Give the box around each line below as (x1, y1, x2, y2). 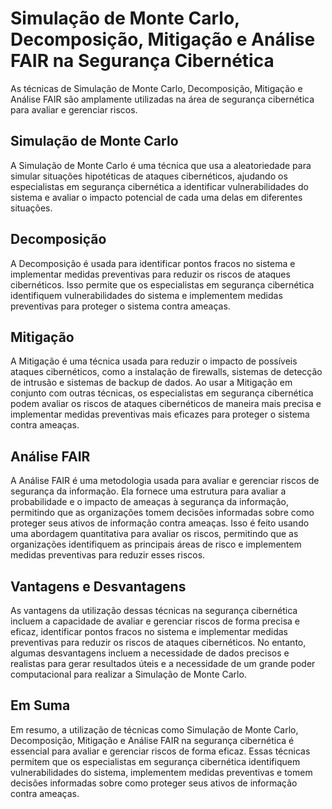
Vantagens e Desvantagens (10, 578, 187, 595)
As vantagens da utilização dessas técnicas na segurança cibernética (10, 605, 298, 616)
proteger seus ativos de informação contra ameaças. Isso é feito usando (10, 517, 310, 529)
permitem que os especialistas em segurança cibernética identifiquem (10, 755, 301, 767)
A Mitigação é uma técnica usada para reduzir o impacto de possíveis (10, 355, 298, 367)
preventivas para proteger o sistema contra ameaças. (10, 300, 231, 312)
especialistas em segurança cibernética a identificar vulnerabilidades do (10, 180, 309, 192)
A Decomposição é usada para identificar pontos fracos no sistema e (10, 257, 296, 269)
